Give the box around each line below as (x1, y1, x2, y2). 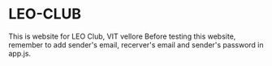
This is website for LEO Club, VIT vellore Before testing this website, (8, 31, 236, 41)
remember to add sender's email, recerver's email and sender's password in (8, 39, 264, 49)
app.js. (8, 48, 31, 58)
